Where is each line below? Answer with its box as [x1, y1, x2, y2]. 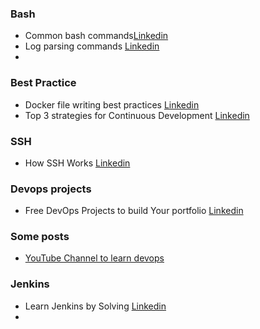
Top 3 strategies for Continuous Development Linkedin [24, 109, 250, 121]
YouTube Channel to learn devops [24, 252, 165, 264]
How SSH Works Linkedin [24, 157, 131, 169]
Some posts [10, 230, 70, 244]
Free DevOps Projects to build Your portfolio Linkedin [24, 205, 244, 217]
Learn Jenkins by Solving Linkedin [24, 300, 167, 312]
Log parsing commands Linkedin [24, 40, 160, 52]
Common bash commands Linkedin [24, 30, 169, 42]
